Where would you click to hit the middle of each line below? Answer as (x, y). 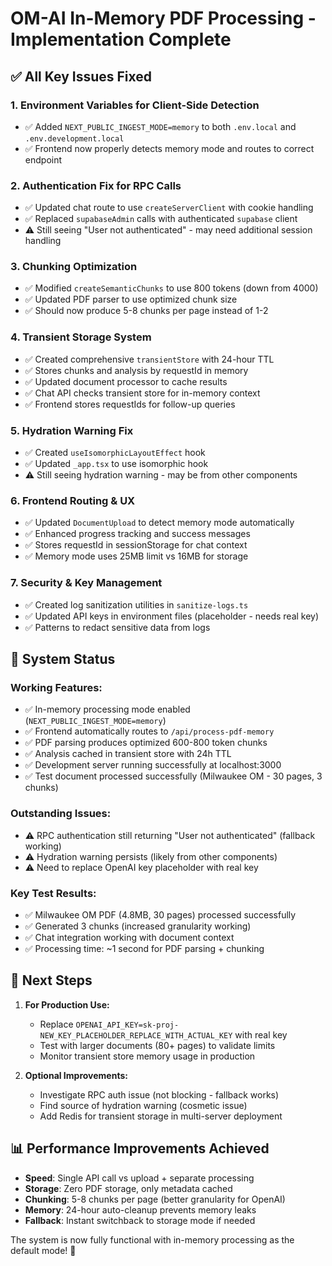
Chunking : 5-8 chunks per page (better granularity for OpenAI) (155, 1199)
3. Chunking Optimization (74, 267)
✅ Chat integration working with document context (129, 937)
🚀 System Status (63, 659)
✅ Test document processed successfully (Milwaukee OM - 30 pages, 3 (173, 776)
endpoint (43, 159)
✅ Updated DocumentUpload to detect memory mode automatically (159, 523)
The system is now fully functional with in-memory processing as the (152, 1239)
